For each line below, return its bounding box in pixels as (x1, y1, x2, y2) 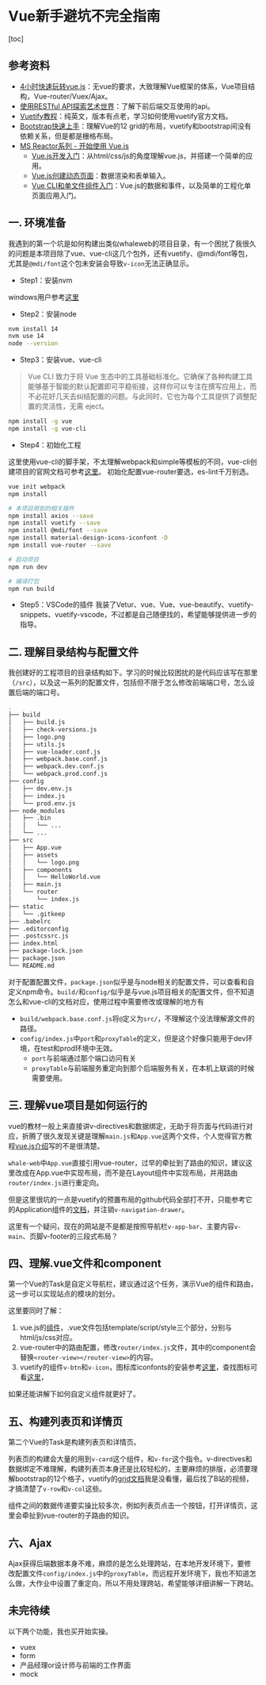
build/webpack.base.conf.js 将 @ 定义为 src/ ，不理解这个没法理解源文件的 (19, 1013, 255, 1023)
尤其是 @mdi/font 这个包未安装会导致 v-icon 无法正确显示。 (8, 259, 194, 268)
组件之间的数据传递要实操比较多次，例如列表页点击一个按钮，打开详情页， (8, 1501, 251, 1510)
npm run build (8, 585, 55, 593)
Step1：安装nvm (19, 275, 73, 285)
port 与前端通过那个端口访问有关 (31, 1053, 137, 1063)
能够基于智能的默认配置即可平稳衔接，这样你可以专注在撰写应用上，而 (27, 382, 257, 391)
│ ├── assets (8, 850, 59, 859)
